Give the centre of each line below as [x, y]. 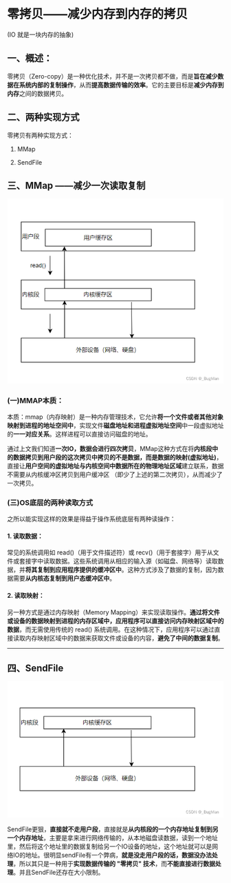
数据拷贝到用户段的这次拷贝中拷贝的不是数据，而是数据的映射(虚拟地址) [114, 457]
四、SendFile [35, 668]
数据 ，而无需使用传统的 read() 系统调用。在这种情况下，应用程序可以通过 [111, 629]
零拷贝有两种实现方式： [40, 135]
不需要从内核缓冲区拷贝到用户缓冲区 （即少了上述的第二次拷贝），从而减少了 [115, 474]
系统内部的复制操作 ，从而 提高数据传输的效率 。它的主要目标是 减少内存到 [121, 85]
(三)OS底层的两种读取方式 [50, 502]
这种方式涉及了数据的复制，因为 [172, 570]
